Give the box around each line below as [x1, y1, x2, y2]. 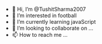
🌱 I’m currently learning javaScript [11, 18, 96, 25]
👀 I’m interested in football [11, 12, 77, 19]
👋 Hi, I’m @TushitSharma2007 [11, 6, 86, 12]
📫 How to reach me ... [11, 32, 68, 38]
